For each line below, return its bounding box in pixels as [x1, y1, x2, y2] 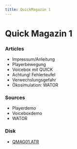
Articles [5, 45, 24, 52]
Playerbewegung [12, 62, 46, 67]
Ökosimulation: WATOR [12, 82, 59, 88]
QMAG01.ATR [12, 139, 39, 145]
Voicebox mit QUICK [12, 66, 53, 73]
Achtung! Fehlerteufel [12, 72, 56, 78]
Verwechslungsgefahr [12, 77, 57, 83]
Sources [5, 94, 25, 101]
